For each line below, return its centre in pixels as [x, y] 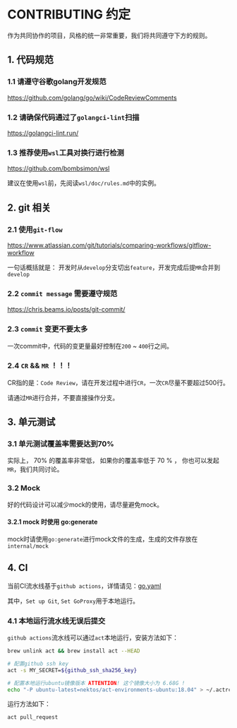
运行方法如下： [29, 704]
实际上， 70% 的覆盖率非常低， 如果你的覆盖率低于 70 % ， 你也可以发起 [114, 461]
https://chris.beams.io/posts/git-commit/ [66, 310]
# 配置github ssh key [38, 664]
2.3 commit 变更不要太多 [48, 329]
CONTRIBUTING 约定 [69, 14]
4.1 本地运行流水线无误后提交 [56, 621]
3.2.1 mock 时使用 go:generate [53, 522]
